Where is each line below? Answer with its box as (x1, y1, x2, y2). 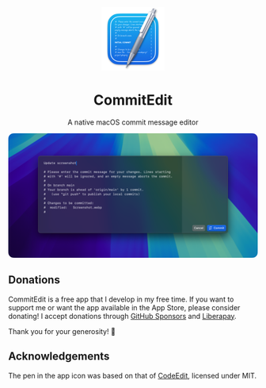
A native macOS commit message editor (67, 117, 199, 127)
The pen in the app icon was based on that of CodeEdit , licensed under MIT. (8, 371, 257, 380)
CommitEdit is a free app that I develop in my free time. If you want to (8, 294, 234, 304)
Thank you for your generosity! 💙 (8, 326, 116, 336)
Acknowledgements (8, 350, 110, 363)
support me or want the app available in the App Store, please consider (8, 302, 241, 312)
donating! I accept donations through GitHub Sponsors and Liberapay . (8, 311, 237, 321)
